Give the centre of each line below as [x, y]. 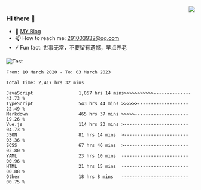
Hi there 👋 [21, 19]
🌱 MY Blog [28, 32]
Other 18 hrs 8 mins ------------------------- [97, 177]
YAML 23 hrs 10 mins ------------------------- [97, 156]
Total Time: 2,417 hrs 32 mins [45, 83]
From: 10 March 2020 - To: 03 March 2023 [59, 72]
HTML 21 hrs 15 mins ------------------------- [97, 167]
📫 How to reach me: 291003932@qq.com [67, 38]
